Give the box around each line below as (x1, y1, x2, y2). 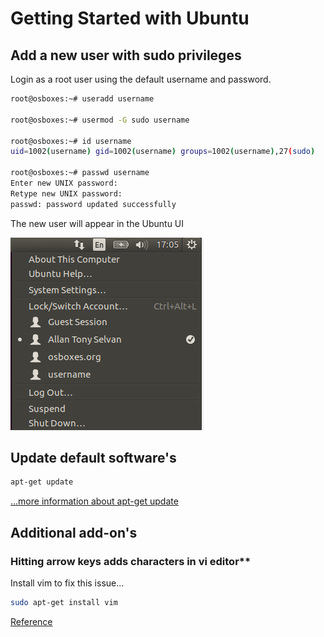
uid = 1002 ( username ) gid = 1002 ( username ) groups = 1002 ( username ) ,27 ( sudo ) (10, 147, 316, 157)
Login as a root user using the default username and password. (10, 73, 272, 85)
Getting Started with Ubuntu (10, 7, 250, 30)
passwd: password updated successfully (10, 199, 177, 209)
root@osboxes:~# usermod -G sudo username (10, 115, 190, 125)
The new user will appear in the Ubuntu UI (10, 217, 185, 229)
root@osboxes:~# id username (10, 136, 132, 146)
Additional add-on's (10, 524, 138, 541)
